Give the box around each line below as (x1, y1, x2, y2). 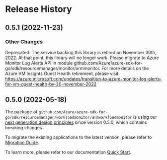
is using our (133, 114, 158, 120)
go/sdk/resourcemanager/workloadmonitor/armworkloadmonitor (5, 115, 133, 120)
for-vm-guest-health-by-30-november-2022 (5, 81, 97, 87)
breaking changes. (5, 124, 44, 130)
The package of (5, 108, 38, 115)
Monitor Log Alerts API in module (5, 60, 73, 66)
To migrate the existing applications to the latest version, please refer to (5, 134, 152, 140)
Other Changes (5, 38, 43, 45)
